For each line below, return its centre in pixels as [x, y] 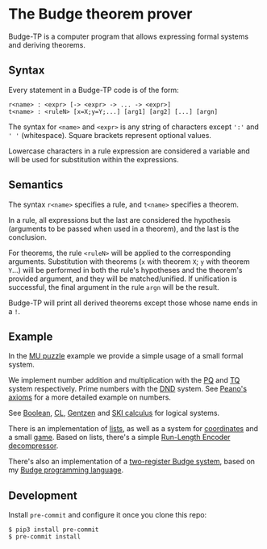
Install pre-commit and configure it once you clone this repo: [108, 515]
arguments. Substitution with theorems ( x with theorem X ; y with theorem [129, 261]
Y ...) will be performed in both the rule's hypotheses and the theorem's [125, 270]
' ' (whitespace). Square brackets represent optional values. [110, 135]
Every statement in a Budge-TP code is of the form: [94, 90]
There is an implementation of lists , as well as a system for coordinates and [133, 429]
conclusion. [27, 237]
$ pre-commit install [45, 537]
